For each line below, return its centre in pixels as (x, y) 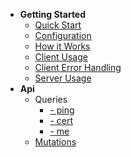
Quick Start (58, 25)
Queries (51, 99)
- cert (61, 120)
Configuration (63, 35)
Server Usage (63, 78)
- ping (62, 110)
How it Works (62, 46)
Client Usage (61, 57)
